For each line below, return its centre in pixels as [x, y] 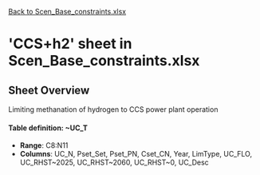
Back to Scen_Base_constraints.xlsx [67, 12]
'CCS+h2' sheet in [70, 44]
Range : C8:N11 [44, 145]
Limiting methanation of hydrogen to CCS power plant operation [113, 109]
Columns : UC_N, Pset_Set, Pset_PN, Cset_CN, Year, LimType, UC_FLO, [136, 154]
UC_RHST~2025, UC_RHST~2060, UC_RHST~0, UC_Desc [114, 162]
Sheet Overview [49, 90]
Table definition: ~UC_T [48, 128]
